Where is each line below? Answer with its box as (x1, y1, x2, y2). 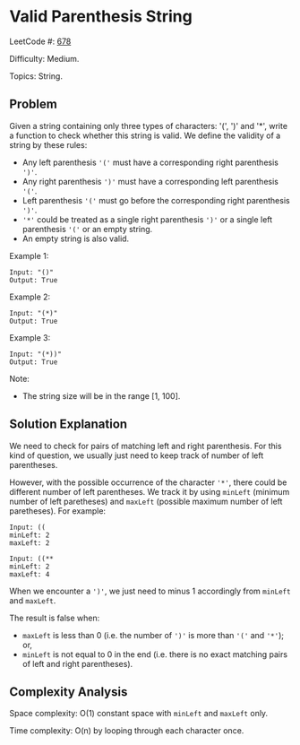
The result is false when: (9, 612, 100, 623)
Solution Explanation (9, 417, 128, 432)
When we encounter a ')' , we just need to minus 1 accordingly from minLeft (9, 585, 291, 596)
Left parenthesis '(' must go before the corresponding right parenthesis (21, 195, 290, 205)
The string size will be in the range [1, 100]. (21, 390, 181, 401)
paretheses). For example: (9, 505, 106, 516)
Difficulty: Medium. (9, 53, 80, 64)
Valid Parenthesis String (9, 6, 193, 27)
